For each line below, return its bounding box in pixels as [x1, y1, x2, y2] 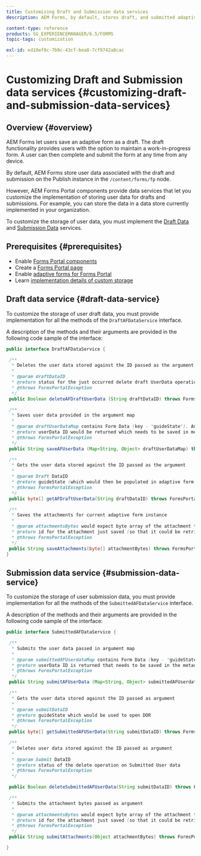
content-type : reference [6, 25, 68, 31]
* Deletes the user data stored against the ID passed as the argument [11, 363, 194, 369]
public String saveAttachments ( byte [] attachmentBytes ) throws [8, 546, 170, 552]
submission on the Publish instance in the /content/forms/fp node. [6, 175, 171, 182]
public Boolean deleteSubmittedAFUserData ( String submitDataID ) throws [8, 784, 191, 790]
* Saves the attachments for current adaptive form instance [11, 512, 167, 518]
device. [6, 157, 25, 164]
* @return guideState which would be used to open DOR [11, 712, 151, 718]
